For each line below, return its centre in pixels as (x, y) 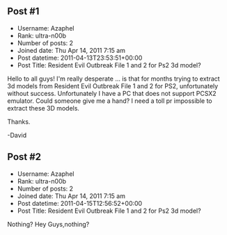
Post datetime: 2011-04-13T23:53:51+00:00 (80, 58)
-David (17, 135)
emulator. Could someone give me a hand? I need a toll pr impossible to (110, 101)
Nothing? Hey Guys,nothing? (48, 224)
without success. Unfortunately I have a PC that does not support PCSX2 (112, 93)
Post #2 (24, 157)
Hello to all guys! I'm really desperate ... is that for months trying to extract (114, 79)
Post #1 (23, 11)
